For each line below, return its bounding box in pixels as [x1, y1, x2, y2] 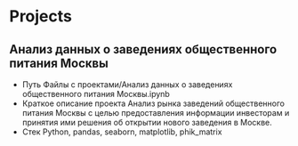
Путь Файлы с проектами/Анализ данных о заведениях [21, 79, 233, 90]
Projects [9, 6, 73, 27]
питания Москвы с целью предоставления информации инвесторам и [21, 108, 290, 118]
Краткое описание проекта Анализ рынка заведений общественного [21, 98, 285, 109]
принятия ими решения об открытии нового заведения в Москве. [21, 118, 273, 127]
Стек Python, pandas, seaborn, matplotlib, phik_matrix [21, 126, 222, 137]
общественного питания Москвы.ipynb [21, 89, 171, 99]
